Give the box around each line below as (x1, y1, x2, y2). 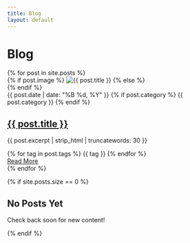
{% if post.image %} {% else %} (7, 76, 146, 85)
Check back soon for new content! (7, 216, 105, 224)
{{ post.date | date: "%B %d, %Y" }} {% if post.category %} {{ (7, 91, 184, 99)
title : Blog (7, 10, 41, 17)
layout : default (7, 17, 54, 23)
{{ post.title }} (7, 118, 69, 129)
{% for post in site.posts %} (7, 69, 86, 77)
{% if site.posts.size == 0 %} (7, 178, 89, 186)
